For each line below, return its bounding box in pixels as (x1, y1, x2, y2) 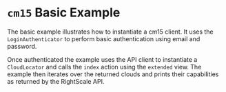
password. (7, 42, 37, 50)
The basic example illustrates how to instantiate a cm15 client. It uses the (7, 27, 214, 36)
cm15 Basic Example (7, 5, 121, 21)
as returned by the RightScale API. (7, 77, 105, 85)
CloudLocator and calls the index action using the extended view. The (7, 62, 202, 71)
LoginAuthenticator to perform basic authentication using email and (7, 34, 201, 43)
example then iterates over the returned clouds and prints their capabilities (7, 70, 219, 78)
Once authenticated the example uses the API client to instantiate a (7, 55, 198, 63)
